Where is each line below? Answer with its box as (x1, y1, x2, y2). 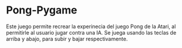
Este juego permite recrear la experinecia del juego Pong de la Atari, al (6, 23, 176, 30)
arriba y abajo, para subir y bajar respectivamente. (6, 35, 128, 42)
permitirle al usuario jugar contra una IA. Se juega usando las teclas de (6, 29, 177, 36)
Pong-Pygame (6, 4, 77, 17)
